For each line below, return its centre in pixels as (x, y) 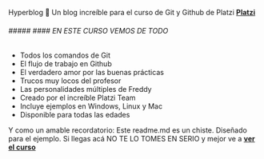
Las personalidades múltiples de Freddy (86, 89)
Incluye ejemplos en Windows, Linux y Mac (91, 106)
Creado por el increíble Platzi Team (78, 98)
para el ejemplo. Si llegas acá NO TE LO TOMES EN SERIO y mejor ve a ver (132, 139)
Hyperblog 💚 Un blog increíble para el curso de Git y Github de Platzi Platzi (132, 12)
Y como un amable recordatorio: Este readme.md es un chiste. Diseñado (128, 130)
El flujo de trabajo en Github (66, 64)
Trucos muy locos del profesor (70, 81)
